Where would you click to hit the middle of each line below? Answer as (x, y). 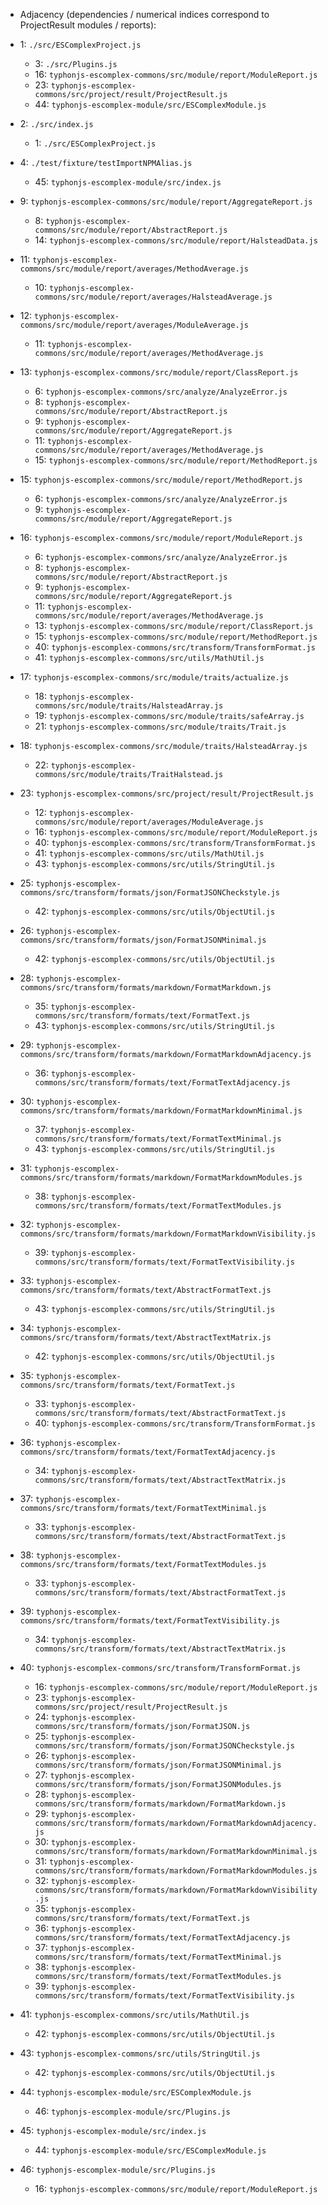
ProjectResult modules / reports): (88, 25)
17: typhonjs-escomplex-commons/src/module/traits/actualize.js (154, 677)
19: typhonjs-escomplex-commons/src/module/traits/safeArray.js (169, 715)
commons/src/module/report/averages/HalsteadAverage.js (153, 297)
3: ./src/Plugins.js (76, 63)
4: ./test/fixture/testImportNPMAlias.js (106, 162)
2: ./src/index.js (56, 123)
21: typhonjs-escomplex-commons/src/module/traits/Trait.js (160, 726)
